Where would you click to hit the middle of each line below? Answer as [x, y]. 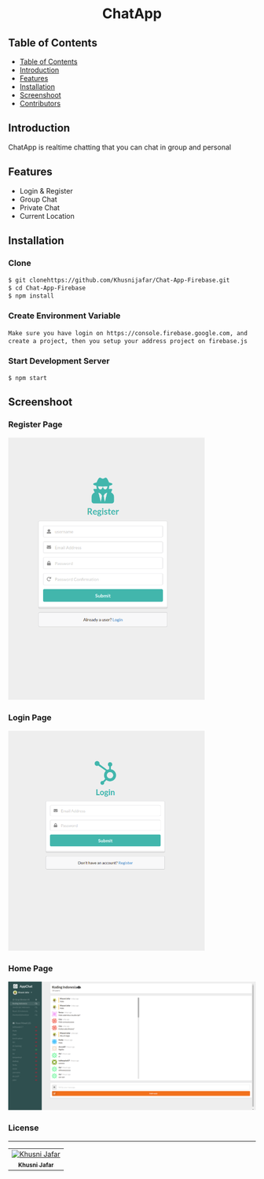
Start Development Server [59, 360]
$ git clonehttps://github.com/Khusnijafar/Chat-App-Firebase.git [119, 280]
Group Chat [38, 199]
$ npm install [31, 296]
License [24, 1128]
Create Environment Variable [64, 316]
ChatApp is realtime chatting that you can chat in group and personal [120, 147]
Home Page [31, 969]
